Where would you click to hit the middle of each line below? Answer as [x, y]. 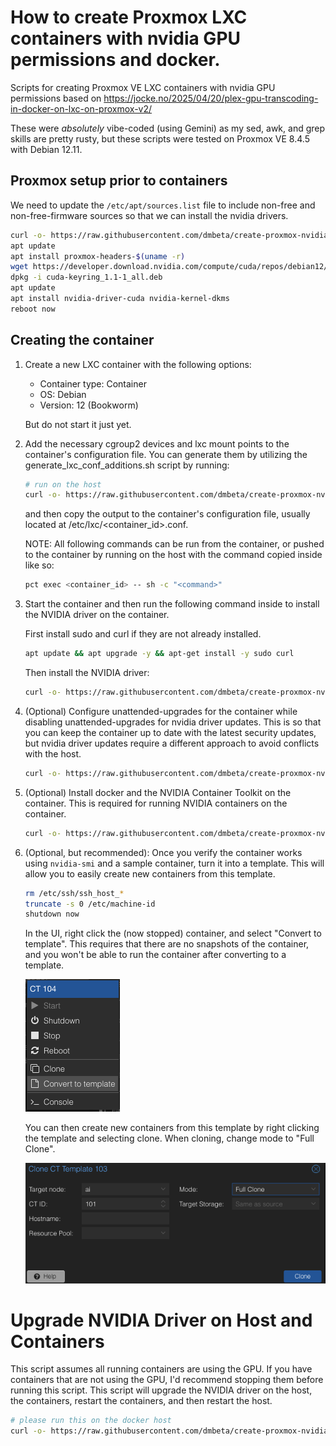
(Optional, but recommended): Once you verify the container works [163, 852]
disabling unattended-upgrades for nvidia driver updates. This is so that [173, 722]
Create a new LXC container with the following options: [138, 364]
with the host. [53, 753]
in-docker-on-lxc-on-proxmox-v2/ [81, 108]
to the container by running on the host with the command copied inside [173, 555]
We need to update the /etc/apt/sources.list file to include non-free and [163, 205]
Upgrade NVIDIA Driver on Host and [161, 1320]
